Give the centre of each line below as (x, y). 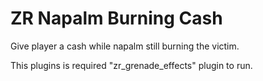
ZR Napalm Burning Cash (116, 18)
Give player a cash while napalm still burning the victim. (125, 46)
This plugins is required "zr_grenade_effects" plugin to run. (131, 65)
